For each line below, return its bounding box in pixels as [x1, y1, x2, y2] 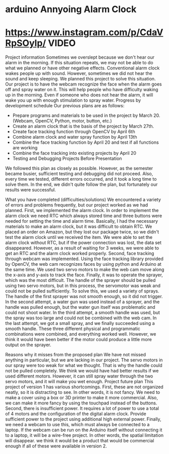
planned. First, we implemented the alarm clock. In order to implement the [5, 208, 159, 214]
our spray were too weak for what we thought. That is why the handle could [5, 362, 162, 368]
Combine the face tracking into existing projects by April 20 [12, 150, 137, 156]
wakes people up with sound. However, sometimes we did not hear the [5, 70, 152, 76]
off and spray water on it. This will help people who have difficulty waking [5, 87, 158, 93]
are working [12, 145, 38, 151]
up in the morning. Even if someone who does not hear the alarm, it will [5, 92, 153, 98]
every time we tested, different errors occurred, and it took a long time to [5, 176, 157, 182]
